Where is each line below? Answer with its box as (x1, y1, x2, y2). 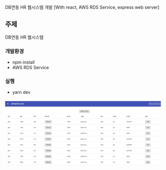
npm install (12, 59, 35, 65)
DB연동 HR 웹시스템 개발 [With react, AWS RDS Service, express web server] (5, 4, 160, 10)
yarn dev (12, 89, 31, 95)
